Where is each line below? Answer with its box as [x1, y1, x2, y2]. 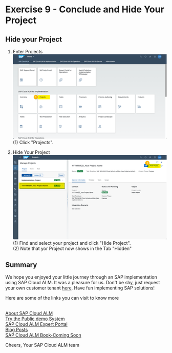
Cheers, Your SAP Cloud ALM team [5, 342, 80, 348]
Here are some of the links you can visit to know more [5, 295, 119, 301]
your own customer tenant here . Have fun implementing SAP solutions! [5, 285, 155, 291]
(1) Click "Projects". [12, 140, 54, 146]
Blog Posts [5, 326, 28, 332]
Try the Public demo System [5, 316, 65, 322]
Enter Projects [12, 49, 43, 54]
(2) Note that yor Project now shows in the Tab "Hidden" [12, 245, 132, 252]
